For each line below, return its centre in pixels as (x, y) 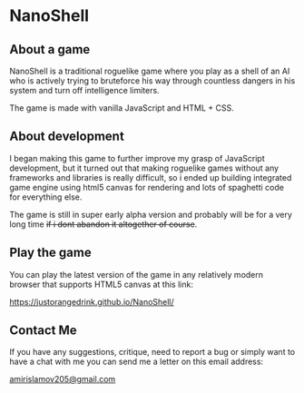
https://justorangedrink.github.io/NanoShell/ (92, 301)
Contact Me (43, 331)
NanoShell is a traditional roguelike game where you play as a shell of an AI (150, 71)
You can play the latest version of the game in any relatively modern (137, 274)
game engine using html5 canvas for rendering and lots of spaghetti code (147, 187)
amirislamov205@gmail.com (63, 379)
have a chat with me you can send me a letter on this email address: (137, 362)
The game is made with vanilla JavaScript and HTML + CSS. (122, 108)
